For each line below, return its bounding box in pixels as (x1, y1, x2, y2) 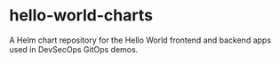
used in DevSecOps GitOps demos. (9, 43, 139, 54)
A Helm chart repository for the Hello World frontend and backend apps (9, 35, 272, 45)
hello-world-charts (9, 5, 154, 26)
